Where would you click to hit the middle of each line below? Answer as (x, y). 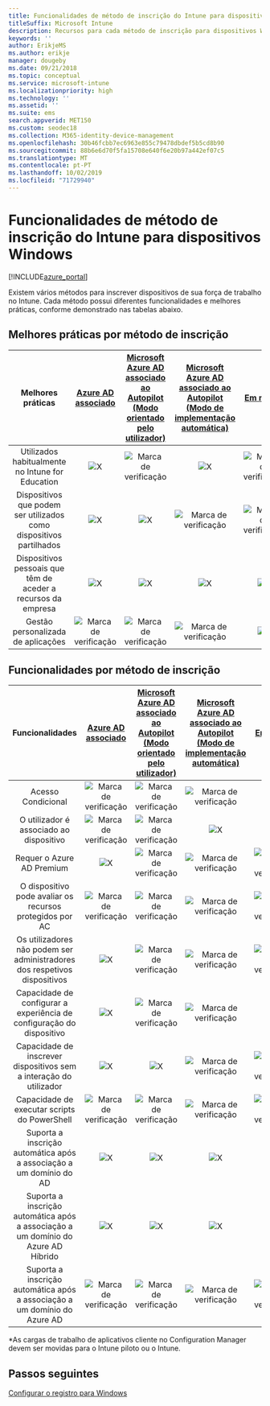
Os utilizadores (45, 940)
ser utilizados (39, 514)
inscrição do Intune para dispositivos (135, 237)
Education (39, 481)
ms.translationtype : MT (48, 158)
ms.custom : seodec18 (43, 128)
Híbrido (45, 1256)
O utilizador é (45, 820)
